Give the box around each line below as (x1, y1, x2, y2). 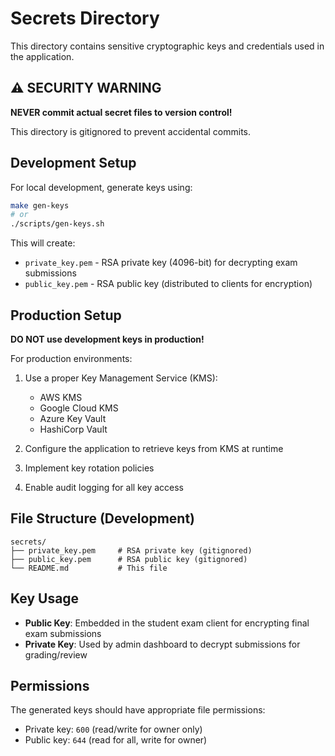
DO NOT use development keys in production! (10, 333, 205, 345)
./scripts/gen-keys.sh (10, 219, 105, 229)
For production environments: (10, 353, 133, 364)
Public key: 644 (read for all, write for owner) (24, 734, 208, 746)
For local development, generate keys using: (10, 181, 193, 193)
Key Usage (10, 590, 80, 607)
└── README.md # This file (10, 563, 168, 573)
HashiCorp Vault (39, 423, 108, 435)
